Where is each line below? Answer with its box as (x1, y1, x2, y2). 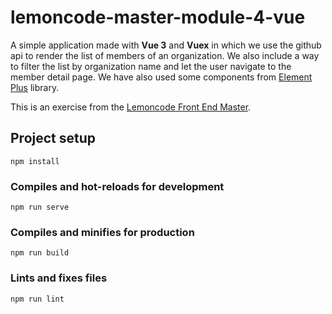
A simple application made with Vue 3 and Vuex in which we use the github (10, 39, 322, 51)
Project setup (10, 130, 97, 147)
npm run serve (10, 202, 70, 213)
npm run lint (10, 294, 65, 304)
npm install (10, 156, 60, 166)
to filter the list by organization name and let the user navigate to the (10, 60, 292, 72)
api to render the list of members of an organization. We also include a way (10, 49, 320, 61)
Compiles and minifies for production (10, 225, 195, 239)
